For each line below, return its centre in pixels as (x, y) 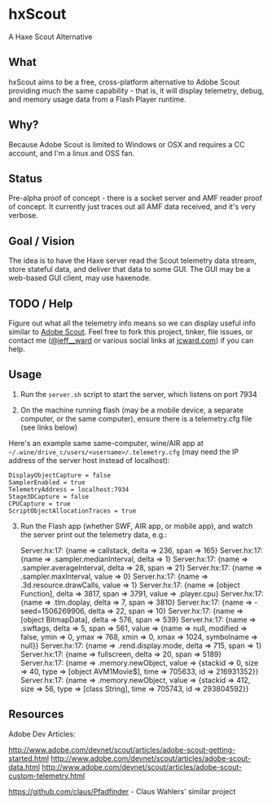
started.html (29, 758)
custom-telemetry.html (47, 776)
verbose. (23, 216)
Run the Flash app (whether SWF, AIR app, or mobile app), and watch (136, 526)
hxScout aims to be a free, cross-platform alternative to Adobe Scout (124, 81)
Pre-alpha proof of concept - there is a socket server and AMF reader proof (136, 198)
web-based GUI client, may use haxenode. (80, 278)
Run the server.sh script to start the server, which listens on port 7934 (139, 394)
